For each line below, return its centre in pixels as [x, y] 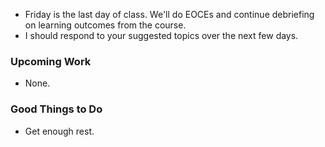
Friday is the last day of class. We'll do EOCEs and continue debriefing [169, 14]
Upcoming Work [51, 61]
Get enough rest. [59, 131]
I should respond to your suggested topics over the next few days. [161, 35]
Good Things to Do [56, 109]
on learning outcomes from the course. [105, 25]
